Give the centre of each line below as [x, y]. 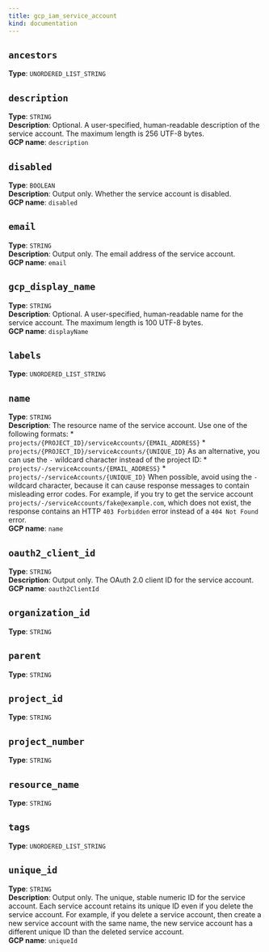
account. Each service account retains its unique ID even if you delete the [131, 906]
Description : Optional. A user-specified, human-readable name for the [126, 314]
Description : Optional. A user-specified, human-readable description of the [134, 125]
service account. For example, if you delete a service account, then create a [135, 914]
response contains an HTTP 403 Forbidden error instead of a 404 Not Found [133, 511]
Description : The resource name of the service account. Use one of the [128, 425]
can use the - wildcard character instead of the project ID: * [108, 460]
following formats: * [41, 434]
